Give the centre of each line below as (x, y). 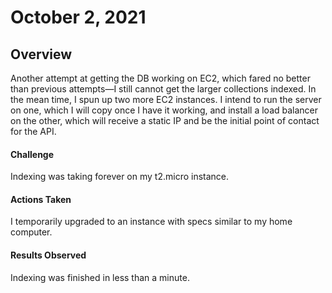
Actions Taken (41, 199)
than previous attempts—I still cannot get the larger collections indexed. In (163, 89)
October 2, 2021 (78, 17)
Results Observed (48, 255)
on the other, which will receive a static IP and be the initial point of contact (165, 120)
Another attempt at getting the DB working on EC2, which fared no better (160, 78)
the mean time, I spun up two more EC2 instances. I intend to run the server (166, 99)
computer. (31, 232)
